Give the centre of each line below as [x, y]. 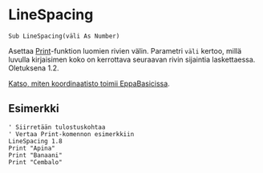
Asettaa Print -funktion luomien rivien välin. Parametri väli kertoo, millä [125, 50]
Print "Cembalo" [35, 162]
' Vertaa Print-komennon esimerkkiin [71, 134]
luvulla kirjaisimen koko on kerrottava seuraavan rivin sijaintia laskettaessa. [132, 59]
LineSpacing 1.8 [35, 141]
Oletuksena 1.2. [34, 68]
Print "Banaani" [35, 155]
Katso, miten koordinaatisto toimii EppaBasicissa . [89, 83]
